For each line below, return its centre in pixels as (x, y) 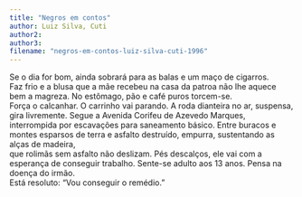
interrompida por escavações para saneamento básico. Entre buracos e (143, 125)
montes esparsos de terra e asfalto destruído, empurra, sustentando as (142, 135)
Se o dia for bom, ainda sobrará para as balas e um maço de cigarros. (139, 77)
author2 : (26, 34)
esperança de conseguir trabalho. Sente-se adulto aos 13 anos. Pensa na (146, 164)
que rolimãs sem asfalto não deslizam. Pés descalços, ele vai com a (136, 154)
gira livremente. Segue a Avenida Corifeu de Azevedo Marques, (127, 116)
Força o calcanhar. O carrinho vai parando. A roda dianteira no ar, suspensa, (151, 106)
